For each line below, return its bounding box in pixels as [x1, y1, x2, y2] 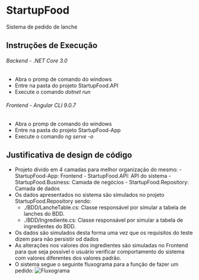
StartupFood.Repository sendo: [14, 197, 91, 205]
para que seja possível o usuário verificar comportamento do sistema [14, 248, 185, 255]
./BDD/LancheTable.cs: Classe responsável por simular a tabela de [23, 203, 187, 211]
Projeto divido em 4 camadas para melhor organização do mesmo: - [14, 166, 182, 173]
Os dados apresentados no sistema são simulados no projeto [14, 191, 165, 198]
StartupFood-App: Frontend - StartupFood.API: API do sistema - [14, 172, 171, 179]
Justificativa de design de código [6, 150, 132, 161]
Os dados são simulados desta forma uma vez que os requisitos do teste [14, 229, 193, 236]
